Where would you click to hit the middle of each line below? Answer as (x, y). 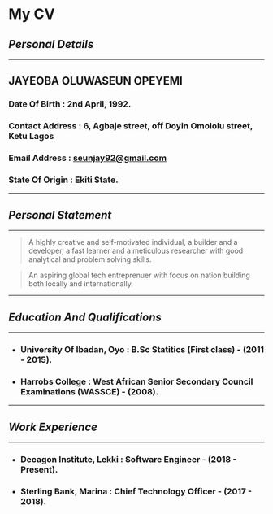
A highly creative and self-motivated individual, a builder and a (133, 242)
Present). (39, 470)
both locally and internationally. (81, 284)
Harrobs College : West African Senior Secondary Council (136, 381)
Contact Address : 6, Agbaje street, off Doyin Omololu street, (131, 126)
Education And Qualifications (85, 317)
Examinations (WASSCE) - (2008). (89, 391)
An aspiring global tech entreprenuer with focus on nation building (139, 275)
